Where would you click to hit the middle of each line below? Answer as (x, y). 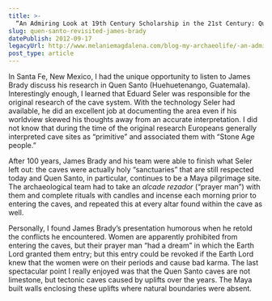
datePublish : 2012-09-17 (50, 38)
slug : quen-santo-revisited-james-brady (78, 31)
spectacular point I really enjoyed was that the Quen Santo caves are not (130, 271)
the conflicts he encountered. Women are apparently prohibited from (123, 237)
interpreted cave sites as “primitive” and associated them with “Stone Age (132, 137)
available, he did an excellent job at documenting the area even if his (123, 111)
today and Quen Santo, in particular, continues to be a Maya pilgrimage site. (135, 178)
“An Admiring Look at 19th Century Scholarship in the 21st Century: (135, 23)
